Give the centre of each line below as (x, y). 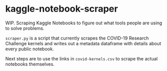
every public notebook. (30, 49)
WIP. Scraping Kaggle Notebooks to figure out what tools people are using (84, 23)
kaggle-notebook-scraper (62, 9)
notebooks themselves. (30, 64)
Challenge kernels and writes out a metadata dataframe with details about (83, 43)
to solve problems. (25, 28)
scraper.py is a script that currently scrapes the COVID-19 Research (77, 38)
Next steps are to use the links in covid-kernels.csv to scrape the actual (81, 58)
